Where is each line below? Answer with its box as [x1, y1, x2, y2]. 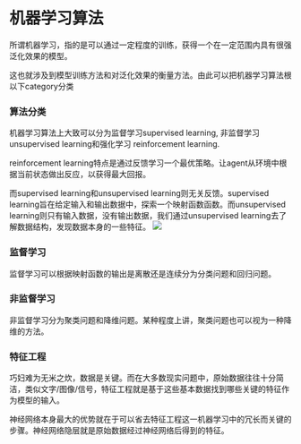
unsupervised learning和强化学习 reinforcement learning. [9, 139, 220, 149]
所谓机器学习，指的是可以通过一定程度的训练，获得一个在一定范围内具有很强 [9, 39, 292, 50]
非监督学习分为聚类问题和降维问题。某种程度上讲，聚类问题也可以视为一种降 [9, 314, 292, 325]
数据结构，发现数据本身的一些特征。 [16, 221, 150, 233]
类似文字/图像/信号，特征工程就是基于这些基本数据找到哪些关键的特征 [24, 384, 282, 395]
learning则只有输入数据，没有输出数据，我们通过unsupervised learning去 [9, 210, 279, 221]
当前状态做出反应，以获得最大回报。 [16, 169, 150, 180]
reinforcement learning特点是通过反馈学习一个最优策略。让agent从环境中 [9, 158, 279, 168]
